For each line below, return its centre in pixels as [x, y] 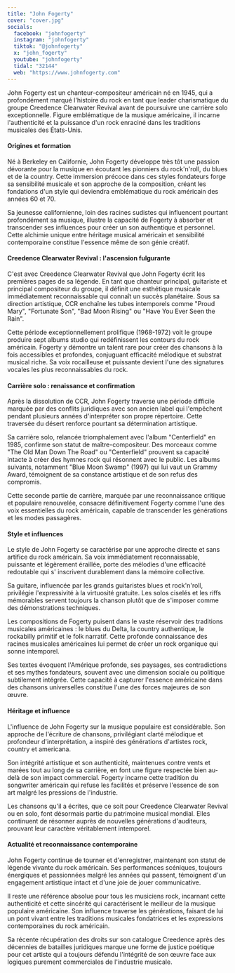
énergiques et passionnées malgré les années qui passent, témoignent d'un [117, 875]
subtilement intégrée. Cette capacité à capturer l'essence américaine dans [115, 680]
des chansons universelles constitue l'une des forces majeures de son [109, 687]
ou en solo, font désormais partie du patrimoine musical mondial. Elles [109, 813]
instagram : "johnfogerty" [52, 40]
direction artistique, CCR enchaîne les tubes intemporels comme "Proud [111, 303]
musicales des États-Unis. [45, 130]
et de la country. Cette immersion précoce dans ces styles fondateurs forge [117, 176]
